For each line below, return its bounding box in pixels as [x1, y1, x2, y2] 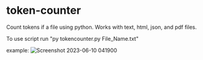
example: [6, 46, 29, 54]
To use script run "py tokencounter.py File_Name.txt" [6, 35, 139, 42]
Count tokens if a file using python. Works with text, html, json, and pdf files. [6, 23, 197, 31]
